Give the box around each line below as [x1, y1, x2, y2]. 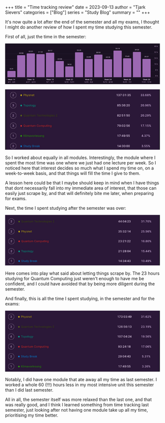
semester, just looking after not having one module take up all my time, [5, 407, 148, 413]
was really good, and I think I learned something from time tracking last [5, 401, 149, 408]
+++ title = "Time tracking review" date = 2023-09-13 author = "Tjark [5, 4, 146, 10]
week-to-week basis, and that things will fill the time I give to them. [5, 170, 141, 176]
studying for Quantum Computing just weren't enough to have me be [5, 276, 144, 282]
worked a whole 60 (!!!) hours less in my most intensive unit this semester [5, 382, 154, 388]
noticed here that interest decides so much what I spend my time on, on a [5, 165, 154, 171]
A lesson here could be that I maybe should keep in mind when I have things [5, 180, 160, 186]
